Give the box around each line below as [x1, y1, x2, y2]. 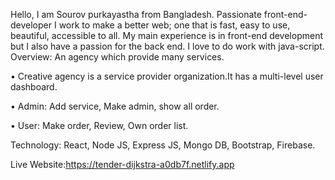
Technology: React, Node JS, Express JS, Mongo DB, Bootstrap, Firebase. [10, 139, 316, 151]
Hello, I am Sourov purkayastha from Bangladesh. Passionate [10, 9, 262, 20]
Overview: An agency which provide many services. [10, 51, 225, 63]
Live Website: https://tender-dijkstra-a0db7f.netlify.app [10, 159, 235, 170]
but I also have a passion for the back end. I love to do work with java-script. [10, 40, 325, 52]
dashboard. [10, 81, 58, 93]
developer [10, 19, 53, 31]
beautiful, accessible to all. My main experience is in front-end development [10, 30, 323, 41]
